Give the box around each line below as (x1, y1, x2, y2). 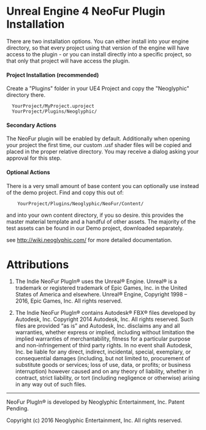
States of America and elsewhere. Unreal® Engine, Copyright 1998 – (15, 291, 188, 298)
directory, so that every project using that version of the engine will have (6, 44, 189, 51)
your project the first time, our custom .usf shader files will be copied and (6, 141, 192, 149)
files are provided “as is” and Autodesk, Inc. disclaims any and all (15, 322, 180, 330)
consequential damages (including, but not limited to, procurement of (15, 355, 191, 362)
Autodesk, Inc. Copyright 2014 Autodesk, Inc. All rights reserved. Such (15, 315, 194, 323)
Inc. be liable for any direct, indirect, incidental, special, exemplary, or (15, 348, 191, 356)
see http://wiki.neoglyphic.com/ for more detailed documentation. (6, 236, 173, 243)
